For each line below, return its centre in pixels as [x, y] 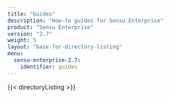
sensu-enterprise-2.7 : [47, 60]
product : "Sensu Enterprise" [51, 27]
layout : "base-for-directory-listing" [65, 47]
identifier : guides [49, 67]
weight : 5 [22, 40]
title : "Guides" [31, 14]
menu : [15, 54]
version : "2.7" [30, 34]
